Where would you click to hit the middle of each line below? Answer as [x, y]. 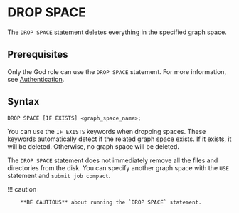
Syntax [23, 102]
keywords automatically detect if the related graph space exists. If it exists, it [119, 139]
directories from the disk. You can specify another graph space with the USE [118, 167]
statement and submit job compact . [59, 175]
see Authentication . [36, 79]
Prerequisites [38, 54]
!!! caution [22, 189]
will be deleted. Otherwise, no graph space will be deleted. [94, 146]
